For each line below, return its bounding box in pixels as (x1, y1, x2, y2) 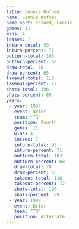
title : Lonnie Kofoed (6, 8, 60, 15)
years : (6, 97, 23, 103)
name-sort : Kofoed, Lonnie (6, 20, 73, 26)
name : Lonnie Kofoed (6, 14, 58, 20)
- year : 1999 (8, 197, 42, 203)
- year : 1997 (8, 103, 42, 109)
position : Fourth (14, 120, 58, 126)
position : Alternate (14, 214, 65, 220)
